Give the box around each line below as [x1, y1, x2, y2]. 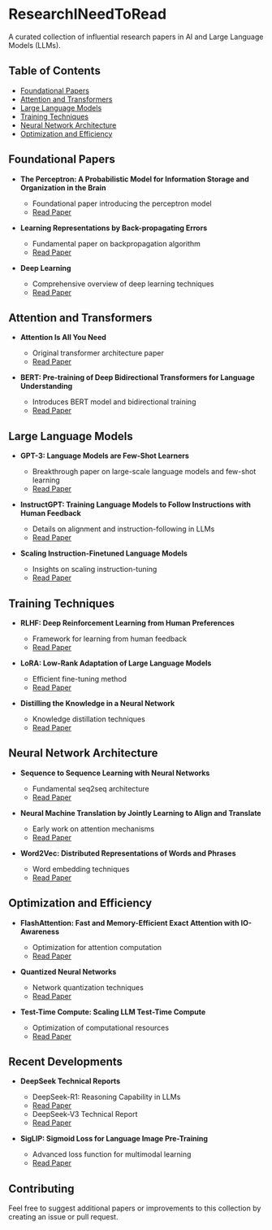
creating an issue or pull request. [8, 1212, 119, 1222]
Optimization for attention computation [32, 942, 162, 952]
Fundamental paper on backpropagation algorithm [32, 238, 201, 248]
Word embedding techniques [32, 864, 130, 874]
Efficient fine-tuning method [32, 674, 127, 683]
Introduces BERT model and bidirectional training [32, 397, 196, 407]
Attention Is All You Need [19, 333, 107, 342]
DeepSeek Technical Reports [19, 1076, 120, 1086]
